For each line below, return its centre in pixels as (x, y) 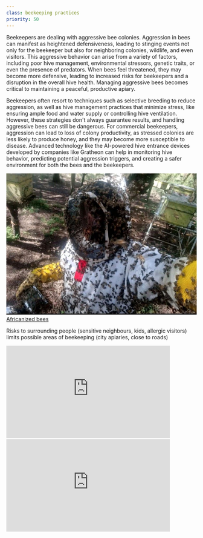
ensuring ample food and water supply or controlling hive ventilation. (92, 113)
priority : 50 (23, 19)
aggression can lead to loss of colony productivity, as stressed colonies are (100, 133)
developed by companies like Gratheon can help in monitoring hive (89, 152)
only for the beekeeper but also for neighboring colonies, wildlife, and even (100, 50)
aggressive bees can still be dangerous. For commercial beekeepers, (92, 126)
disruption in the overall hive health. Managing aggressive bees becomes (97, 82)
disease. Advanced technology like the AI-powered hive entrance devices (98, 145)
